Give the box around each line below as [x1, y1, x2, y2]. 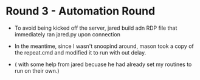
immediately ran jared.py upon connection [14, 30, 121, 38]
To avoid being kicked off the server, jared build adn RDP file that [14, 24, 178, 32]
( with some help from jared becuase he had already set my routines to [14, 61, 192, 68]
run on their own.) [14, 67, 60, 74]
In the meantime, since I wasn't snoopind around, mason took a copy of [14, 42, 194, 50]
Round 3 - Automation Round [5, 4, 156, 18]
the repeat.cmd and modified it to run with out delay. [14, 48, 147, 56]
